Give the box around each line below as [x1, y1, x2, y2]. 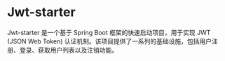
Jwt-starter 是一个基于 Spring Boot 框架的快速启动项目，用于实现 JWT [7, 28, 211, 36]
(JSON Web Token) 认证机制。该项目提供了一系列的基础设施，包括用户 [7, 36, 212, 46]
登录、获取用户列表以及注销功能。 [19, 46, 118, 54]
